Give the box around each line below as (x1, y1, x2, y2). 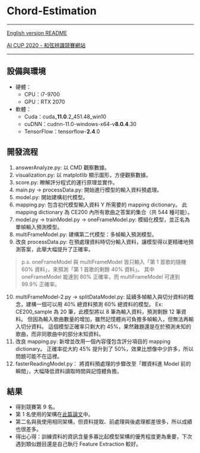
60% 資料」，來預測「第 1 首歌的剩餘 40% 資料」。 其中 (21, 266, 155, 273)
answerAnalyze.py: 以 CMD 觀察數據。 (15, 163, 110, 171)
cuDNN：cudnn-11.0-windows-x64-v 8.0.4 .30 (24, 120, 137, 127)
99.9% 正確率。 (21, 281, 61, 288)
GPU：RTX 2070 (24, 98, 65, 105)
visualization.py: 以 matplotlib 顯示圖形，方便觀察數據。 (15, 171, 151, 178)
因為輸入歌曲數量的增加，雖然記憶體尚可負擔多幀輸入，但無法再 (32, 315, 189, 322)
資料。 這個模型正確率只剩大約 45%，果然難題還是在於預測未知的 (31, 323, 192, 330)
